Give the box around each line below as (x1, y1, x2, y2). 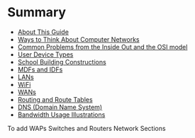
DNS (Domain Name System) (17, 103, 103, 111)
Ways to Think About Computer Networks (17, 35, 140, 43)
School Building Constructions (17, 57, 106, 66)
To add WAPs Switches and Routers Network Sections (7, 124, 166, 132)
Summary (7, 4, 66, 21)
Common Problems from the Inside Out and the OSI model (17, 42, 188, 51)
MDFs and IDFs (17, 65, 63, 74)
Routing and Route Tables (17, 95, 94, 103)
